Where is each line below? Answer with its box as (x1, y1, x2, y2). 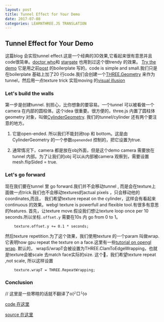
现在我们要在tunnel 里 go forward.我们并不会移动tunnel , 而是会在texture (5, 183, 152, 189)
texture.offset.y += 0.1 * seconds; (14, 224, 89, 229)
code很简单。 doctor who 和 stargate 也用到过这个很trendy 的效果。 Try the (5, 59, 156, 65)
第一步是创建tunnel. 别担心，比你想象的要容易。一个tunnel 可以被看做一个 (5, 102, 155, 108)
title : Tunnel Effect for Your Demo (5, 12, 80, 17)
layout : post (5, 7, 32, 12)
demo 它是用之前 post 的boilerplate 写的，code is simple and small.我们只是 (5, 65, 158, 71)
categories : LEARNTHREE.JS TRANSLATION (5, 21, 87, 26)
